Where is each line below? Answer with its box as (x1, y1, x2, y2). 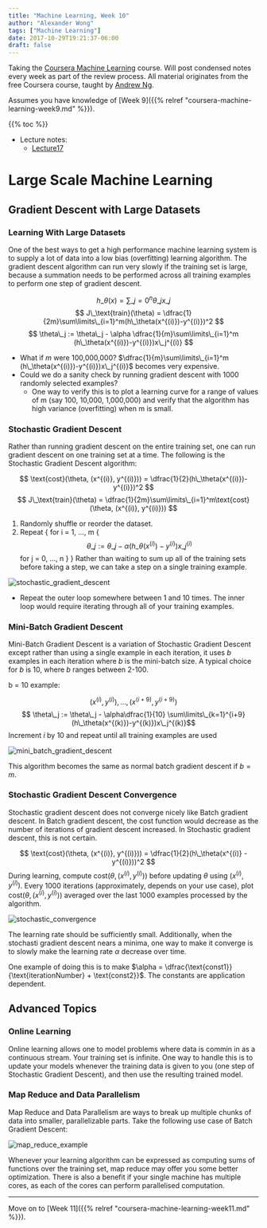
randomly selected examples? (19, 378, 118, 387)
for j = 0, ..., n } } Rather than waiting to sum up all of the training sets (19, 553, 246, 563)
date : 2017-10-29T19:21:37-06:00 (8, 33, 119, 42)
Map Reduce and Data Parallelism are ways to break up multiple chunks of (8, 1107, 252, 1116)
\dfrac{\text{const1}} (164, 962, 233, 971)
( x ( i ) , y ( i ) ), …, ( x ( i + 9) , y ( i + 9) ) (89, 695, 178, 706)
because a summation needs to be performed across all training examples (8, 270, 251, 280)
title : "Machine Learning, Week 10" (8, 11, 130, 20)
